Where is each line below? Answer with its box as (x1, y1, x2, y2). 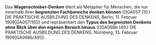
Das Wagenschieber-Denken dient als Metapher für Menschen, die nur (5, 4, 148, 10)
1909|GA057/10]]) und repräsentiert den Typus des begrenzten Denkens (5, 19, 152, 25)
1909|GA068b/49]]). (5, 34, 46, 40)
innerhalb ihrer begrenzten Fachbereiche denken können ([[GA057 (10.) (5, 9, 151, 15)
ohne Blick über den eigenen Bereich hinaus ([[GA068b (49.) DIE (5, 24, 137, 30)
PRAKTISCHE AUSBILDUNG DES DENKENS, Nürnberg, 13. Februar (5, 30, 138, 35)
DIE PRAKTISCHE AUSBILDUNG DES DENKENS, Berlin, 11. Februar (5, 14, 137, 20)
